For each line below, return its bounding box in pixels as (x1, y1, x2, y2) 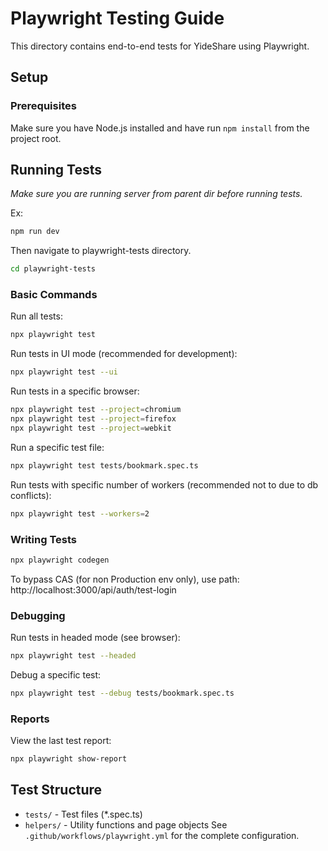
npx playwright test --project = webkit (10, 423, 172, 433)
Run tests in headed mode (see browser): (10, 632, 181, 644)
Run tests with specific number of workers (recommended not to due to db (10, 478, 319, 491)
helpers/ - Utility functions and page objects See (24, 818, 228, 831)
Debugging (10, 608, 66, 622)
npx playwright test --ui (10, 367, 118, 377)
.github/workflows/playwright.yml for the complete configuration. (24, 829, 300, 841)
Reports (10, 712, 50, 726)
